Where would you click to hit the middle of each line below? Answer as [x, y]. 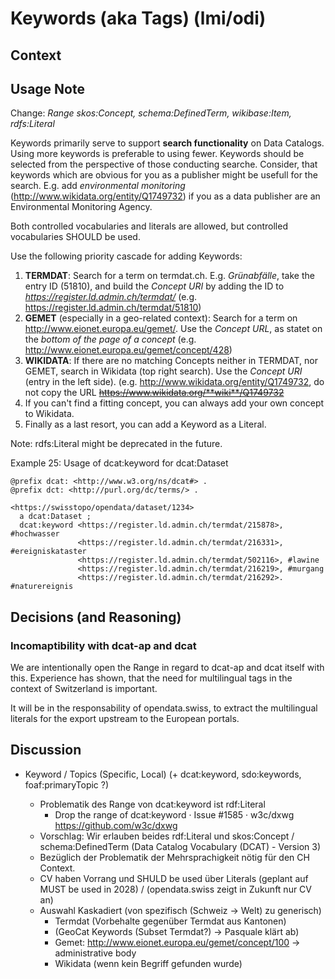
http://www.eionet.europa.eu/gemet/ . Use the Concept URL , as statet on [173, 329]
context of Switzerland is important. [84, 689]
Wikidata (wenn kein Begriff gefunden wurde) [148, 963]
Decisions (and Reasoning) [96, 617]
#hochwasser [35, 534]
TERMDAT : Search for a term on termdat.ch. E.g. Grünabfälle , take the [169, 276]
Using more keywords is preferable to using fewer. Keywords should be [157, 154]
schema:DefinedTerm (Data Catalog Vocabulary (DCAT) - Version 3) [180, 846]
